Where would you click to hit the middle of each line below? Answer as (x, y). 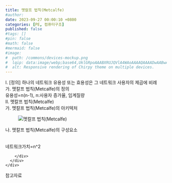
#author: (15, 15)
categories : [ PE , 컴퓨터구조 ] (35, 24)
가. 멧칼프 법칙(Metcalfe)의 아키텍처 (41, 108)
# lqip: (15, 63)
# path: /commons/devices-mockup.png (47, 58)
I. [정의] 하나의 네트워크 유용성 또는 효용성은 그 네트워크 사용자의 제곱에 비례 (81, 83)
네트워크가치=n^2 (23, 147)
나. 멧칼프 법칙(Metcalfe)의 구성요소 (41, 130)
